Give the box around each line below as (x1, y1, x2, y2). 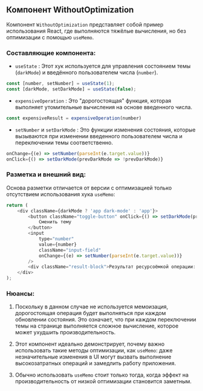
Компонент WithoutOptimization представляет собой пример (6, 21, 164, 28)
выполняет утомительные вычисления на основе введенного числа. (14, 103, 193, 110)
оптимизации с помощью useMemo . (6, 33, 94, 41)
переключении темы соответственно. (14, 139, 114, 146)
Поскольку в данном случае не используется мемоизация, (14, 303, 169, 310)
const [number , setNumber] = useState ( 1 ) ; (6, 81, 115, 87)
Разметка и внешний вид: (6, 170, 86, 179)
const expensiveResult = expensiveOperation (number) (6, 115, 142, 121)
